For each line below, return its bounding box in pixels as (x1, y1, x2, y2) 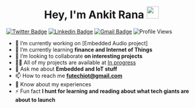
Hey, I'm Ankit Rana (44, 8, 145, 22)
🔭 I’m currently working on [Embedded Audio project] (14, 39, 148, 46)
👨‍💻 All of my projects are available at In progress (14, 59, 136, 66)
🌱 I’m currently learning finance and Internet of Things (14, 46, 153, 53)
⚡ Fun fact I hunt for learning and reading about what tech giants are (14, 87, 190, 95)
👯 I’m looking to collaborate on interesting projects (14, 52, 143, 60)
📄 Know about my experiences (14, 80, 92, 87)
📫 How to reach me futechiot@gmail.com (14, 72, 123, 79)
